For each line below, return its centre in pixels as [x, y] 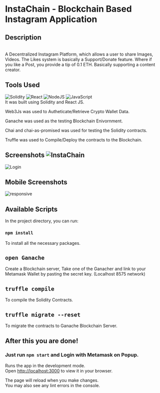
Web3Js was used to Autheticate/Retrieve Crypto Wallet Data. [67, 111]
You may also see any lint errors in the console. [52, 385]
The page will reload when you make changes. [52, 380]
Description [23, 37]
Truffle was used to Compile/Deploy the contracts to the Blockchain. [74, 139]
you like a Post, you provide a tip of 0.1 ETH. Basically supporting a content [80, 65]
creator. [13, 70]
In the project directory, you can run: [42, 221]
